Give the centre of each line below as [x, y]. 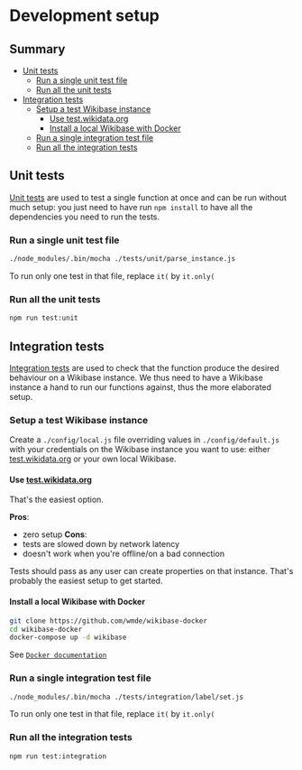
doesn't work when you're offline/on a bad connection [124, 554]
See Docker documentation [58, 654]
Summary [37, 49]
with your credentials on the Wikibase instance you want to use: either [140, 450]
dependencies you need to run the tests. [85, 217]
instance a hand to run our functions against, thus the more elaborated [141, 387]
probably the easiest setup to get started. [86, 581]
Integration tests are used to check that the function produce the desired [144, 367]
